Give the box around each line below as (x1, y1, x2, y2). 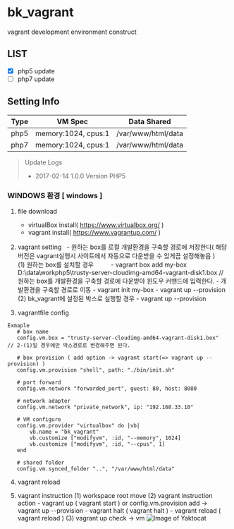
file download (17, 207, 58, 215)
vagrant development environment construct (7, 28, 137, 36)
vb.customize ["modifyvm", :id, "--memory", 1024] (29, 434, 181, 442)
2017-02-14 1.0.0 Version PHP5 (35, 171, 126, 180)
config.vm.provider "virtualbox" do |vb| (16, 422, 140, 429)
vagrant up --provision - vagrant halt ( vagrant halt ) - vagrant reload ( (17, 506, 221, 515)
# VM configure (16, 415, 61, 423)
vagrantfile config (17, 308, 69, 317)
